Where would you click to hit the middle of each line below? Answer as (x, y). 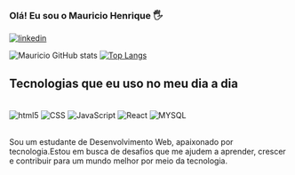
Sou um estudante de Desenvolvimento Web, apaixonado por (121, 141)
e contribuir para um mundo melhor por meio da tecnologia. (119, 161)
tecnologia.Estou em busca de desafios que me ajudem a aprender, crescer (147, 151)
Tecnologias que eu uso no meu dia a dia (124, 83)
